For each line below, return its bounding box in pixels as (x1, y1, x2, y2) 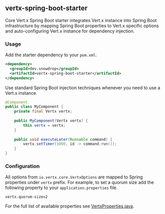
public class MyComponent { (5, 104, 64, 109)
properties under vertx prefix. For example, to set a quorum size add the (5, 179, 154, 185)
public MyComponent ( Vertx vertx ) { (14, 118, 88, 123)
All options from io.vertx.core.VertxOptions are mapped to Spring (5, 174, 143, 180)
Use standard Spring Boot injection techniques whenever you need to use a (5, 85, 161, 91)
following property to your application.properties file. (5, 185, 118, 191)
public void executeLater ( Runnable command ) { (14, 137, 113, 142)
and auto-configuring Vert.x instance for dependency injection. (5, 28, 135, 34)
